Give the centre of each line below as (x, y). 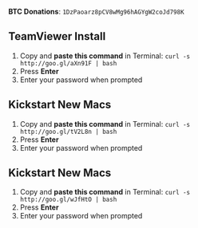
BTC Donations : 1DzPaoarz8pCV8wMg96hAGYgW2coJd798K (97, 12)
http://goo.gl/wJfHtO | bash (68, 200)
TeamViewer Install (57, 36)
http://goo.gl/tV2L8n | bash (68, 132)
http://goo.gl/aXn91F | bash (68, 63)
